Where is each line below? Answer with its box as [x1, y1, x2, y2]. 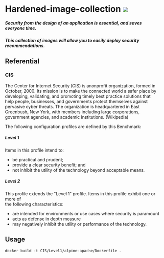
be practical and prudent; [12, 156, 64, 162]
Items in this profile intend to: [5, 147, 64, 153]
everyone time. [5, 25, 37, 31]
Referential [5, 57, 40, 65]
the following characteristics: [5, 201, 64, 207]
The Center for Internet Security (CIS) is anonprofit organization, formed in [5, 82, 156, 89]
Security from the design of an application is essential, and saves [5, 20, 142, 26]
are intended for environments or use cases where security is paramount [12, 210, 160, 216]
